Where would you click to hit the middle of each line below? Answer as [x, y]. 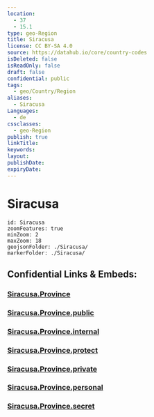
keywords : [22, 150]
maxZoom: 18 [24, 241]
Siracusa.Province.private [52, 369]
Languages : [23, 111]
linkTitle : [23, 144]
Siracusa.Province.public [51, 312]
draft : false [26, 72]
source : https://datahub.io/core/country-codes [77, 53]
